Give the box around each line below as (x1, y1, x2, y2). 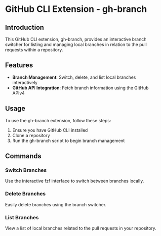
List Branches (5, 214, 39, 221)
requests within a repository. (5, 47, 63, 52)
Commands (5, 152, 42, 160)
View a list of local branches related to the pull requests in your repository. (5, 225, 157, 231)
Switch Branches (5, 167, 47, 174)
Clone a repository (12, 132, 50, 138)
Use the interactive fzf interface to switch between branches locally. (5, 178, 144, 184)
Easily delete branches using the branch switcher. (5, 201, 107, 207)
